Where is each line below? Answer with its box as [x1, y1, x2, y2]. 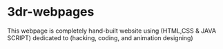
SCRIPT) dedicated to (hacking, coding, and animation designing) [7, 33, 193, 42]
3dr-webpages [7, 4, 95, 20]
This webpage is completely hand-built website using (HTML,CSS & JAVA [7, 27, 216, 35]
